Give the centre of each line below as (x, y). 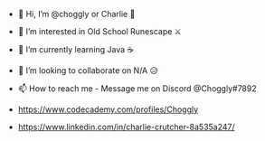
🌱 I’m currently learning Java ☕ (76, 49)
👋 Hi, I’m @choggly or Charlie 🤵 (76, 14)
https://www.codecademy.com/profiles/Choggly (108, 109)
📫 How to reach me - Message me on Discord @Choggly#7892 (137, 89)
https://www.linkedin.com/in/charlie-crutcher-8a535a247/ (126, 127)
